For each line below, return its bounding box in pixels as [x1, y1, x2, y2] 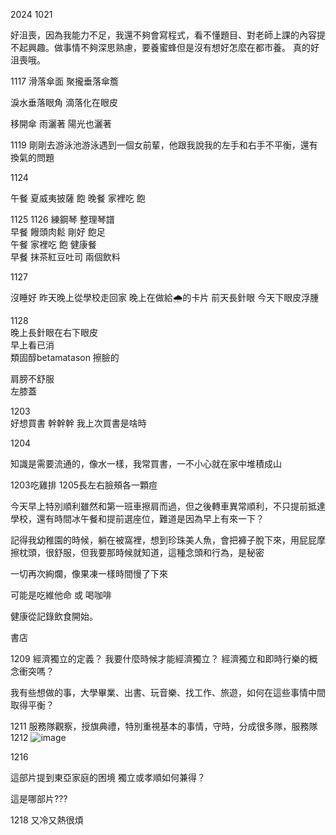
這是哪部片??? [10, 793, 68, 804]
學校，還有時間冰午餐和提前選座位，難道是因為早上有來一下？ [10, 513, 265, 524]
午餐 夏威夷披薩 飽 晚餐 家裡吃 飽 [10, 192, 146, 204]
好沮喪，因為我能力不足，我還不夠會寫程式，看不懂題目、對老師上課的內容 [10, 29, 317, 41]
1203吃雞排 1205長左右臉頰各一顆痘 [10, 479, 158, 491]
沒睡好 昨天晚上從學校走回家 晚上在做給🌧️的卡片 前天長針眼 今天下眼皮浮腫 [10, 292, 320, 303]
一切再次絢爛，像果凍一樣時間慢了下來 [10, 568, 168, 579]
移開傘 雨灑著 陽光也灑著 [10, 118, 112, 129]
